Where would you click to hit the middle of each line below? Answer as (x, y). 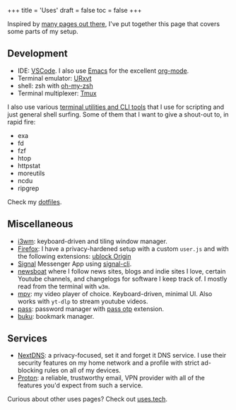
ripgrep (28, 188)
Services (28, 339)
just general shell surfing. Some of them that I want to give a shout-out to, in (118, 114)
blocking (30, 370)
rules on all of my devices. (83, 370)
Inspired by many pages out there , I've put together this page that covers (114, 24)
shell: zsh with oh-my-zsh (55, 86)
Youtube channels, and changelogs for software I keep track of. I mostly (122, 279)
